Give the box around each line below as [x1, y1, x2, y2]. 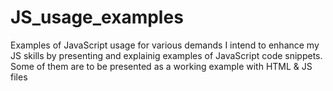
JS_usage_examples [10, 6, 184, 29]
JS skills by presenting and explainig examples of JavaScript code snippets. [10, 49, 323, 61]
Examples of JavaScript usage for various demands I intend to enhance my [10, 39, 320, 51]
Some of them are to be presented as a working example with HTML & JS [10, 60, 313, 72]
